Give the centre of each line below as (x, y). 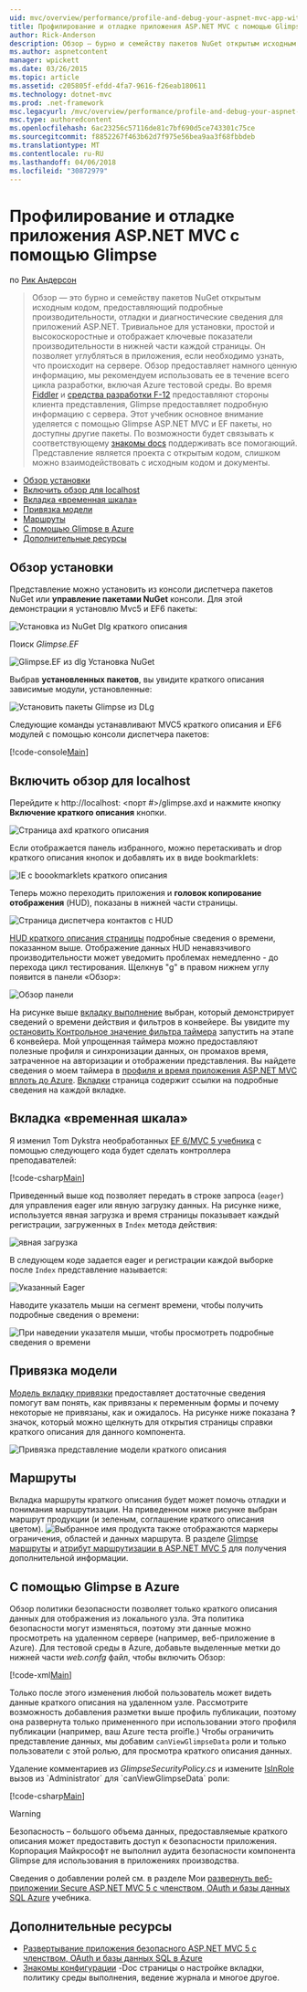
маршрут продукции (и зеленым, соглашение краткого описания (137, 1519)
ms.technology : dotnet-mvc (61, 94)
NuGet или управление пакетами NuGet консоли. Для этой (126, 599)
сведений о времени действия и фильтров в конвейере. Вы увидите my (150, 1022)
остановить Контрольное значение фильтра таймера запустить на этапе (152, 1031)
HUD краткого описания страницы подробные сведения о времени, (143, 938)
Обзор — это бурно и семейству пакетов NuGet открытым (146, 298)
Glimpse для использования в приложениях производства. (124, 1860)
